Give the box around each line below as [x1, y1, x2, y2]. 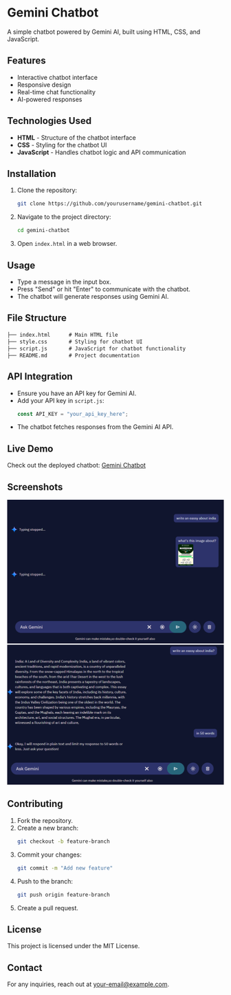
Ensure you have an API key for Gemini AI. [16, 389, 137, 397]
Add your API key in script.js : [16, 396, 104, 404]
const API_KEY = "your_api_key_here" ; [16, 410, 129, 417]
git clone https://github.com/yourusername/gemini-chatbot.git [16, 200, 203, 207]
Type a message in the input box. [16, 277, 111, 286]
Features [7, 55, 46, 67]
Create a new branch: [16, 824, 79, 832]
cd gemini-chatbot [16, 227, 70, 234]
